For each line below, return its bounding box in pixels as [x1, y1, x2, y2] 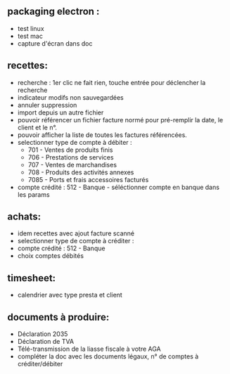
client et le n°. [17, 123, 58, 131]
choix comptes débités [17, 252, 84, 260]
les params [17, 190, 51, 199]
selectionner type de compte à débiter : [17, 138, 132, 146]
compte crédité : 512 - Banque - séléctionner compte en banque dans [17, 183, 220, 191]
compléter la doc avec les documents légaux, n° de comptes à [17, 352, 199, 361]
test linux [17, 24, 44, 32]
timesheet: [7, 272, 56, 284]
